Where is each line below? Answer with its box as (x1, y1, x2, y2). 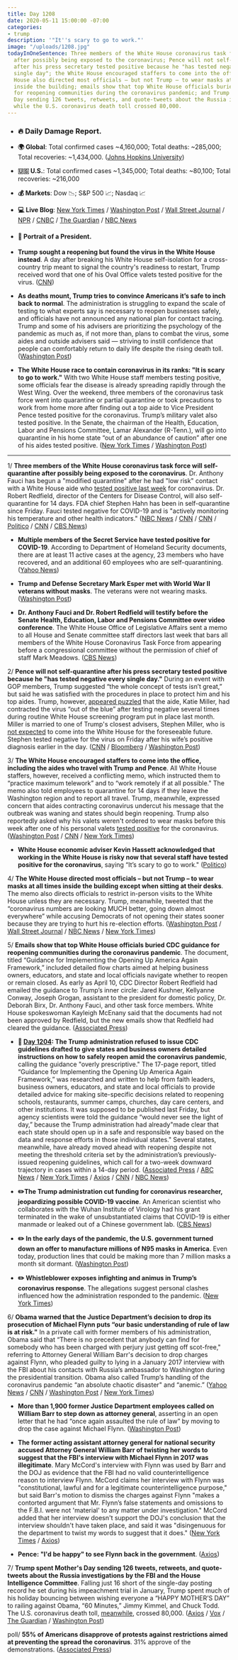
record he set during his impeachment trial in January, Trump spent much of (7, 1586, 230, 1595)
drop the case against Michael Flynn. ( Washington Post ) (17, 1424, 181, 1433)
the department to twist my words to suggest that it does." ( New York (17, 1529, 220, 1537)
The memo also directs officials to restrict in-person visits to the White (7, 890, 212, 898)
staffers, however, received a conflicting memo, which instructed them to (7, 771, 221, 780)
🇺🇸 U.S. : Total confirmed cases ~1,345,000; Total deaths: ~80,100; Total (17, 167, 231, 175)
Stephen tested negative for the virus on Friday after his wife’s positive (7, 735, 213, 743)
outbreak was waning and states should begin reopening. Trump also (7, 809, 210, 818)
